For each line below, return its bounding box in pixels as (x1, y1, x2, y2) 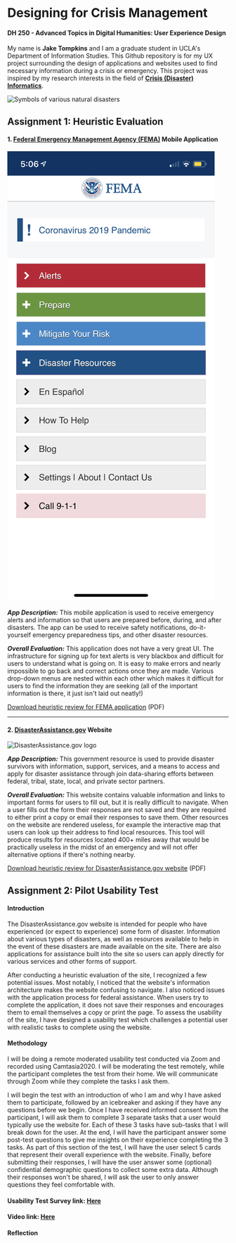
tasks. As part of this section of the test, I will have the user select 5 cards (7, 1142, 221, 1151)
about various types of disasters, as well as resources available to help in (7, 934, 219, 943)
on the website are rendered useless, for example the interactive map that (7, 820, 221, 829)
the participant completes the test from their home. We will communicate (7, 1069, 218, 1078)
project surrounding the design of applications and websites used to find (7, 59, 218, 67)
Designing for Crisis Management (7, 5, 209, 21)
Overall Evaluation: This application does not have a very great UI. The (7, 644, 214, 652)
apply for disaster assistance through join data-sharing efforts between (7, 770, 214, 778)
